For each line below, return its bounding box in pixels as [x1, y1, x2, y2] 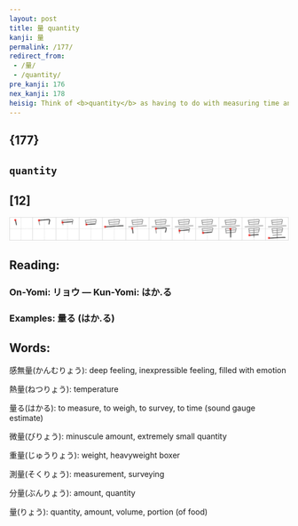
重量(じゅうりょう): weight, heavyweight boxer [9, 450, 180, 460]
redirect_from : [9, 52, 66, 61]
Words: [9, 340, 51, 355]
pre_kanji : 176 [9, 80, 66, 89]
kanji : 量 [9, 33, 44, 42]
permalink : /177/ [9, 43, 74, 52]
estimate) [9, 412, 44, 423]
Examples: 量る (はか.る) [9, 312, 115, 324]
